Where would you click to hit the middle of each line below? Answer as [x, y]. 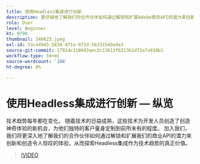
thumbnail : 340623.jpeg [36, 39]
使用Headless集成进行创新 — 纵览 [90, 103]
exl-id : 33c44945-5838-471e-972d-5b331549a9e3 [65, 45]
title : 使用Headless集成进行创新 [44, 12]
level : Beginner [26, 28]
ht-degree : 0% [24, 67]
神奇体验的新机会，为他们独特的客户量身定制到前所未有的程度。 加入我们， [98, 128]
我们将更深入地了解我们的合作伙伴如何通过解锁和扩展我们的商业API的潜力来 [99, 136]
